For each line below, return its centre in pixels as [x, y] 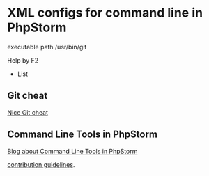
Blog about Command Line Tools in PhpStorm [72, 151]
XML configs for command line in [105, 13]
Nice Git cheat [28, 112]
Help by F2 [23, 60]
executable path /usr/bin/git [47, 47]
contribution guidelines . [41, 164]
